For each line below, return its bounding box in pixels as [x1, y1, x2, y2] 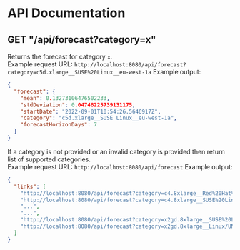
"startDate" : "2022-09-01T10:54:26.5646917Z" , [20, 108, 161, 115]
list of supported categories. [7, 155, 91, 164]
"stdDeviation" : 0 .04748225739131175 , [20, 101, 136, 109]
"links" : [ [14, 183, 46, 190]
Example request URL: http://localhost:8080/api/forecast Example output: [7, 162, 233, 171]
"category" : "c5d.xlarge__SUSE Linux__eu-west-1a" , [20, 114, 177, 122]
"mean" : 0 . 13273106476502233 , [20, 94, 111, 101]
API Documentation [7, 5, 126, 21]
